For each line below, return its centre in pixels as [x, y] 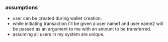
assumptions [22, 7]
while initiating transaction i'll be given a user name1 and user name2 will [88, 23]
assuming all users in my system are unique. [58, 34]
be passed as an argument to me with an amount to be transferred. [82, 29]
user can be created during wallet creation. [57, 18]
